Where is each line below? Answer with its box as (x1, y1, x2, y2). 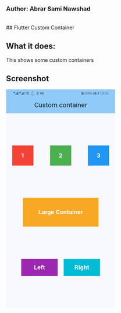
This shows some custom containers (6, 57, 94, 64)
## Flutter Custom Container (6, 24, 74, 31)
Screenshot (6, 74, 49, 84)
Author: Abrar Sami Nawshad (6, 5, 91, 13)
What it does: (6, 41, 56, 51)
